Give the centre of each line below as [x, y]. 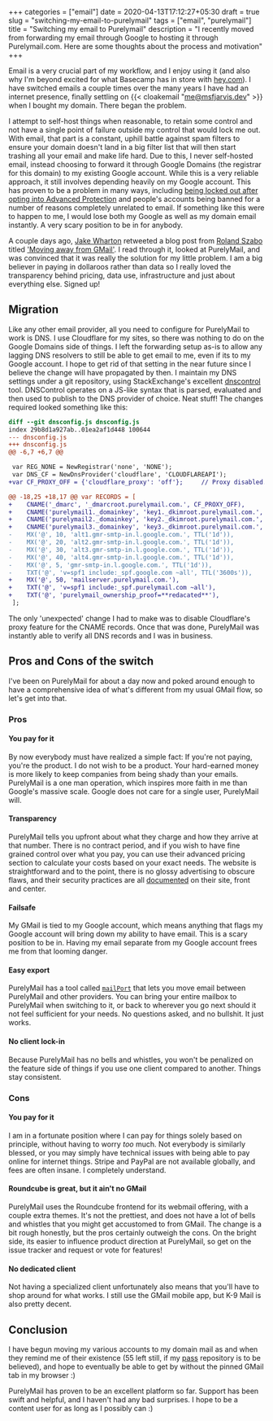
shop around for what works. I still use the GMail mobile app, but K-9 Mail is [135, 1296]
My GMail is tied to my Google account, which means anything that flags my [136, 925]
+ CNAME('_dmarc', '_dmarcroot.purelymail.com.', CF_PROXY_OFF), [127, 504]
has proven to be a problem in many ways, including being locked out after [133, 190]
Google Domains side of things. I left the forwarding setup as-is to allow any [135, 346]
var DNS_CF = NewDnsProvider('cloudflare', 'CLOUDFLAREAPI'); [119, 475]
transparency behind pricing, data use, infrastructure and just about [122, 275]
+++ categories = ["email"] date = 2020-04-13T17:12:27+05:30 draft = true [134, 12]
